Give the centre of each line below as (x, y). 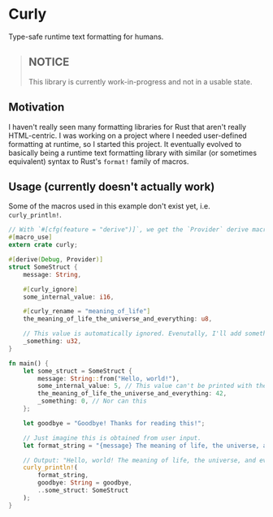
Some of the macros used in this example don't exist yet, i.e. (109, 206)
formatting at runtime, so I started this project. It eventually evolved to (125, 144)
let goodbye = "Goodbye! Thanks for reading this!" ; (114, 423)
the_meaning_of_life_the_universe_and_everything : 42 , (132, 394)
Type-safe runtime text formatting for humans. (86, 37)
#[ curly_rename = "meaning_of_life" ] (87, 312)
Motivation (37, 108)
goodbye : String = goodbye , (85, 483)
